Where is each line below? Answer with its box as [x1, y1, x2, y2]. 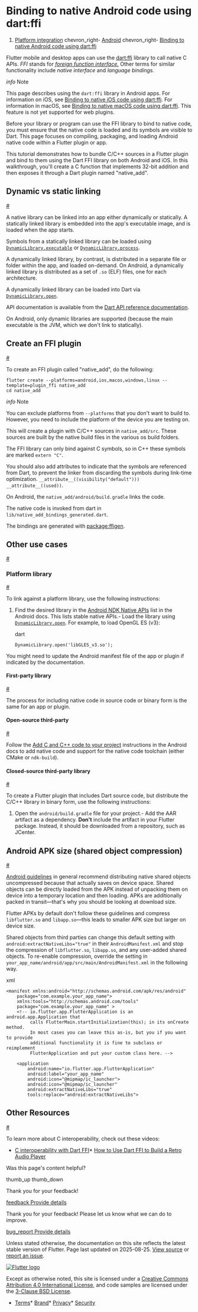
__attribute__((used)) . [6, 482, 64, 489]
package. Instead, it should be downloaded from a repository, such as [14, 822, 185, 830]
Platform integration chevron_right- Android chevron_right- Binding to [14, 36, 184, 43]
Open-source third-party [6, 717, 69, 724]
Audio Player [14, 1153, 46, 1160]
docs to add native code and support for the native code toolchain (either [6, 748, 185, 755]
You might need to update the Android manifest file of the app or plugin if [6, 652, 184, 659]
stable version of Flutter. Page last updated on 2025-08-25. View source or [6, 1246, 189, 1253]
